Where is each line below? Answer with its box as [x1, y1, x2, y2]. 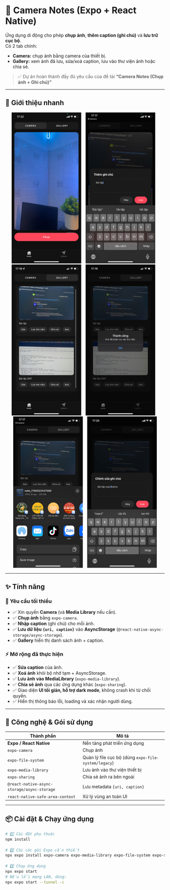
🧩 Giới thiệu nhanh [5, 98, 64, 107]
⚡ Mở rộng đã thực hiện [5, 651, 64, 658]
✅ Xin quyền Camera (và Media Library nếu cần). [12, 609, 117, 615]
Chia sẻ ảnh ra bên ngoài [82, 774, 135, 780]
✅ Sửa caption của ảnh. [12, 664, 63, 670]
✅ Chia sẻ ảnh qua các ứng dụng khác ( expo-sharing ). [12, 681, 126, 687]
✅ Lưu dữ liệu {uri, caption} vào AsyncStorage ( [12, 627, 118, 633]
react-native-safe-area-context [7, 794, 76, 799]
